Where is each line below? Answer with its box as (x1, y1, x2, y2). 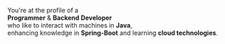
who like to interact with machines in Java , (7, 21, 133, 29)
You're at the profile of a (7, 6, 79, 14)
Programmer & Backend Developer (7, 13, 112, 22)
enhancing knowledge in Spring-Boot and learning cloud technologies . (7, 28, 219, 37)
